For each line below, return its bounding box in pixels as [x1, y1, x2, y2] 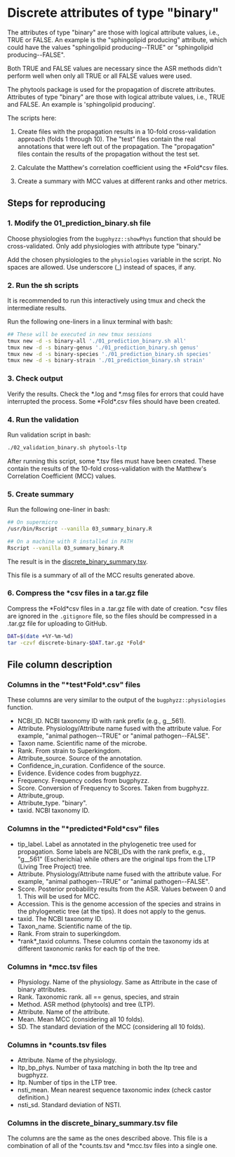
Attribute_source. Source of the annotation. [17, 754, 142, 762]
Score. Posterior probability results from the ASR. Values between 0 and [17, 885, 227, 893]
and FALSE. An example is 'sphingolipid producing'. [7, 100, 156, 108]
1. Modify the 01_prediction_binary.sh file [7, 218, 151, 228]
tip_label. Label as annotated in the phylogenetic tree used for [17, 840, 196, 848]
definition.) [17, 1093, 49, 1102]
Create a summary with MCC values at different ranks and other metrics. [17, 177, 228, 185]
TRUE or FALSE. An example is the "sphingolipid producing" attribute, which [7, 35, 227, 44]
